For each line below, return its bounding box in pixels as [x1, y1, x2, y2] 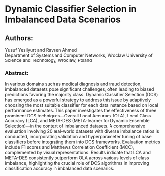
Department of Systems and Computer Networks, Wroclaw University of [5, 52, 153, 58]
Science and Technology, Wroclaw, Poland [5, 58, 92, 63]
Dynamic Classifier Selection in [5, 3, 137, 15]
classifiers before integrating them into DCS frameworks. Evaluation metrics [5, 139, 160, 145]
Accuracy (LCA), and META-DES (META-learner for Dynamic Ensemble [5, 118, 150, 124]
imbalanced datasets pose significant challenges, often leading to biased [5, 86, 154, 92]
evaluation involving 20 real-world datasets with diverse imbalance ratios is [5, 128, 159, 134]
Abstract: [5, 69, 29, 76]
